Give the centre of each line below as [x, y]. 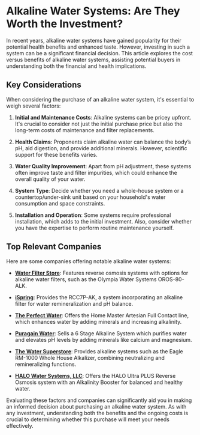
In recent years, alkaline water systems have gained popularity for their [94, 40]
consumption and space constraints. [60, 203]
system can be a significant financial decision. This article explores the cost [100, 53]
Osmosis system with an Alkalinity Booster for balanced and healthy [99, 382]
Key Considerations [44, 85]
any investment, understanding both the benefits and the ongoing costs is [97, 413]
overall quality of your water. [50, 179]
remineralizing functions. [46, 364]
